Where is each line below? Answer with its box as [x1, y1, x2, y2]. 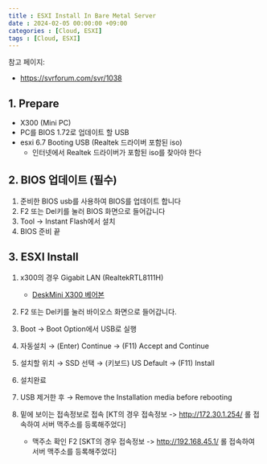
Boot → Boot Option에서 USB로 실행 [19, 323, 137, 334]
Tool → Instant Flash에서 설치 [19, 216, 116, 226]
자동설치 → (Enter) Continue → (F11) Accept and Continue [19, 341, 209, 351]
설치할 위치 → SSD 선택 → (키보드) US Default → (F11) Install [19, 358, 215, 368]
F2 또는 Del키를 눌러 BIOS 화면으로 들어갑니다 [19, 206, 166, 216]
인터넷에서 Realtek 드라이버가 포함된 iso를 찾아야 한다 [31, 148, 202, 158]
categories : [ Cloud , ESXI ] [8, 27, 103, 35]
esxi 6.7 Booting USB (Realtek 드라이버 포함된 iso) [19, 138, 183, 147]
